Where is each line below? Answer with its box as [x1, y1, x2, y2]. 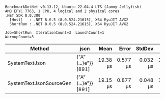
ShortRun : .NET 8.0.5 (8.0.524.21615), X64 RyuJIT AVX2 [9, 22, 129, 26]
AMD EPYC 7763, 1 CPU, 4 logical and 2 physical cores [5, 9, 120, 14]
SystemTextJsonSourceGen [7, 80, 72, 86]
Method [30, 45, 49, 52]
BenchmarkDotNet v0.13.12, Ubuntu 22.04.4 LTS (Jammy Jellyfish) [5, 4, 141, 9]
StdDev [136, 45, 154, 52]
